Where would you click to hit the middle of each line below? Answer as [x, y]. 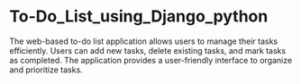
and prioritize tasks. [46, 70]
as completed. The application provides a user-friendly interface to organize [151, 60]
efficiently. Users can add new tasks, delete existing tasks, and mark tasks [148, 50]
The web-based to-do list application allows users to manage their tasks [143, 41]
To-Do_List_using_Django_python [139, 17]
